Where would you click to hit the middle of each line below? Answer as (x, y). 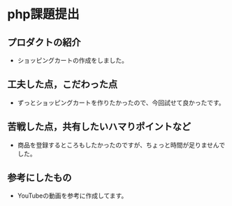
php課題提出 (43, 14)
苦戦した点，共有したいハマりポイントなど (99, 127)
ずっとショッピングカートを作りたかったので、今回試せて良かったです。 (121, 103)
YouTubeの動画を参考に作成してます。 (72, 196)
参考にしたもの (39, 178)
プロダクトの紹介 (44, 42)
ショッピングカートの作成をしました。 (72, 60)
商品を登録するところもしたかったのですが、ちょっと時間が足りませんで (121, 145)
